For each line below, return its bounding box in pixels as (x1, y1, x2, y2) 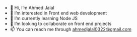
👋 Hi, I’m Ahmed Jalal (10, 5, 54, 10)
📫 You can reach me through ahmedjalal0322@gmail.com (10, 26, 132, 32)
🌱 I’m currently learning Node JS (10, 15, 78, 21)
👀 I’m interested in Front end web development (10, 10, 107, 16)
